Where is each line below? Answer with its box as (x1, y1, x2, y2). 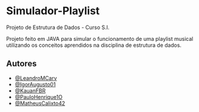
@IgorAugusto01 (14, 81, 56, 88)
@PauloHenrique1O (14, 93, 63, 100)
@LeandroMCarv (14, 74, 57, 81)
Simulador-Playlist (6, 4, 100, 18)
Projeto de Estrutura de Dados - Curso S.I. (6, 24, 110, 31)
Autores (6, 59, 37, 69)
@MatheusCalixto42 (14, 100, 66, 107)
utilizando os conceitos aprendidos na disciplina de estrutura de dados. (6, 41, 182, 49)
